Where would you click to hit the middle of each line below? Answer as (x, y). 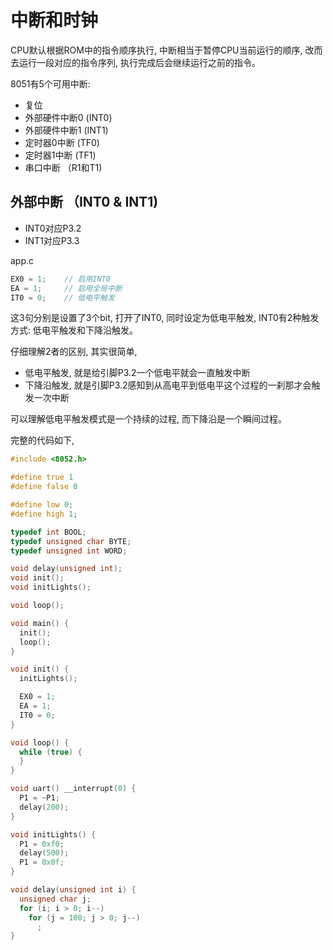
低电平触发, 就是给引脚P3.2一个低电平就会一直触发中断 (137, 373)
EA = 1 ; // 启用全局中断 (66, 288)
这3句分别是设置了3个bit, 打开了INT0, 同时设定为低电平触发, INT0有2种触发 (165, 318)
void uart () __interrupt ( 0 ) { (73, 789)
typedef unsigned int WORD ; (69, 551)
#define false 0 (44, 487)
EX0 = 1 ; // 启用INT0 (60, 279)
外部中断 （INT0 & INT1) (84, 202)
